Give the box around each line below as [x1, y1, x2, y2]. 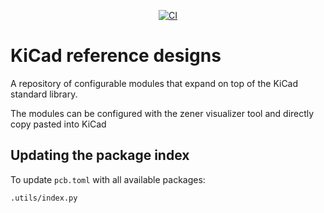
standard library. [10, 88, 78, 100]
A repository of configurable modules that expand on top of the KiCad [10, 77, 299, 89]
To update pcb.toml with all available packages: [10, 173, 206, 185]
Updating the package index [10, 147, 190, 164]
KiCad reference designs [10, 45, 222, 67]
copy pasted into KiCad [10, 118, 107, 130]
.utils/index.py [10, 193, 78, 203]
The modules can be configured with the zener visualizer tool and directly [10, 107, 315, 119]
